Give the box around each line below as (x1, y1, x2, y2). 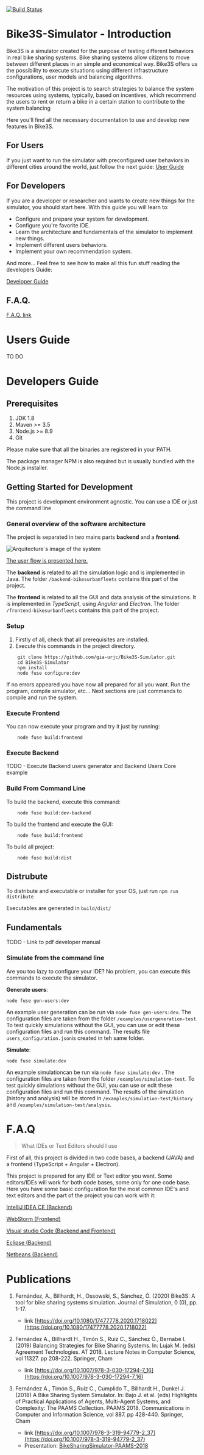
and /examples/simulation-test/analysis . (6, 1101, 112, 1108)
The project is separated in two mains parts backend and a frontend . (6, 533, 181, 541)
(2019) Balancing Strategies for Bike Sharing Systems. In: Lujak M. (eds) (15, 1342, 196, 1350)
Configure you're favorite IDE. (15, 221, 90, 229)
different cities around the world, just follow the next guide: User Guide (6, 163, 185, 170)
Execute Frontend (6, 709, 60, 717)
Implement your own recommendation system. (15, 247, 132, 255)
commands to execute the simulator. (6, 974, 97, 981)
